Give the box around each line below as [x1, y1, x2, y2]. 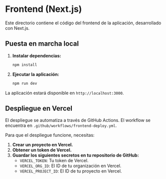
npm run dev [12, 81, 37, 86]
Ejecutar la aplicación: [12, 71, 59, 77]
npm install [12, 62, 37, 67]
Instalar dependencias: [12, 53, 61, 59]
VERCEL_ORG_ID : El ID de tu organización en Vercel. [19, 163, 121, 169]
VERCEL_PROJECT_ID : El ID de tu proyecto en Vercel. [19, 168, 122, 174]
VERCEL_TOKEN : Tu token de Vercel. [19, 158, 89, 164]
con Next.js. [5, 25, 30, 31]
